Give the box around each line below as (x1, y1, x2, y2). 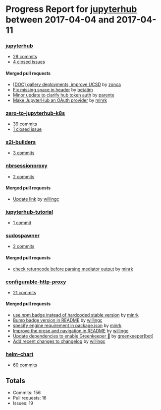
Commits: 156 (12, 390, 41, 396)
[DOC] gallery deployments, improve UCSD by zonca (12, 81, 121, 87)
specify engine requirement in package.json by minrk (12, 323, 122, 328)
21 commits (12, 289, 37, 295)
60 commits (12, 362, 38, 368)
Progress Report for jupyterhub (5, 3, 137, 15)
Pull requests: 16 (12, 395, 47, 401)
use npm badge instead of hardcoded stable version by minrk (12, 312, 139, 318)
